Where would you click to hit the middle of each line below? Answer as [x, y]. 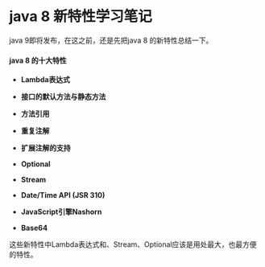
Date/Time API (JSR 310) [63, 195]
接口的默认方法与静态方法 [63, 97]
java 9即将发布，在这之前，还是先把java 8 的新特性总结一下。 [111, 40]
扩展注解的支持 [46, 148]
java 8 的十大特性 [38, 60]
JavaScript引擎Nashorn [61, 212]
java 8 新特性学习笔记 [81, 16]
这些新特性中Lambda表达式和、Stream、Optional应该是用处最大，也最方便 [133, 244]
